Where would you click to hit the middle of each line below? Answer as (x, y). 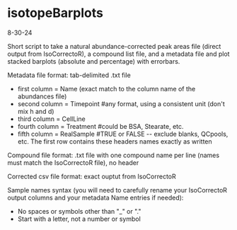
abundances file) (42, 96)
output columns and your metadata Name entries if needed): (96, 197)
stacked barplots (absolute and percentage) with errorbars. (94, 61)
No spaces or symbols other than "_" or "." (79, 211)
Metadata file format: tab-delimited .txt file (69, 75)
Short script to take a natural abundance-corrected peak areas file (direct (114, 46)
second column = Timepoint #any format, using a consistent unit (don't (121, 103)
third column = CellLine (52, 119)
